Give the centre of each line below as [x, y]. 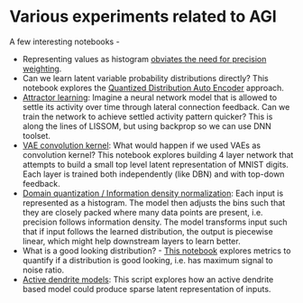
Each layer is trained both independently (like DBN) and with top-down [153, 174]
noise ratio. [43, 270]
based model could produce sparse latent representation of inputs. [147, 289]
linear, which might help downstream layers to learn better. [131, 241]
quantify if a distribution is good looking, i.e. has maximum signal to [147, 260]
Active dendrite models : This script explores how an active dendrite [148, 279]
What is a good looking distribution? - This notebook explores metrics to [156, 251]
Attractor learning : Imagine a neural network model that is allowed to [150, 97]
